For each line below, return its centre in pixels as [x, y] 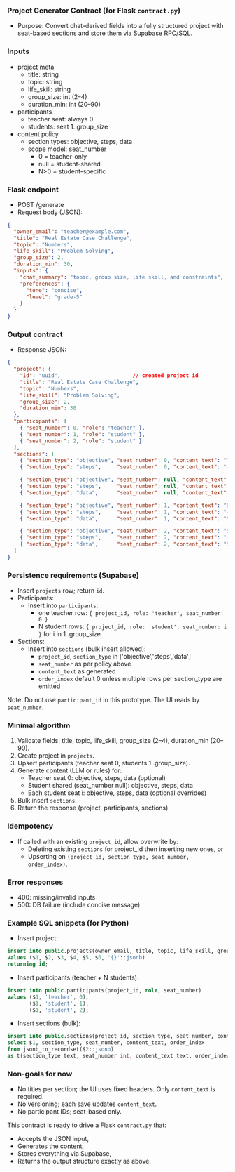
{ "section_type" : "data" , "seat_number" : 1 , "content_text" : [120, 518]
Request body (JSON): [50, 212]
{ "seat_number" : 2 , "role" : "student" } [81, 441]
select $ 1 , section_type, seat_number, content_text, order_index [106, 1043]
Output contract [35, 334]
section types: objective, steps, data [80, 141]
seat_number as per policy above [85, 664]
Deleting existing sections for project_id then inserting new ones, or [126, 849]
